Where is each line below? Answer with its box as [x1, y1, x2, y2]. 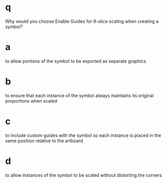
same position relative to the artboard [5, 138, 83, 144]
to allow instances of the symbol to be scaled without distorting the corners [5, 172, 162, 178]
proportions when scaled [5, 98, 58, 104]
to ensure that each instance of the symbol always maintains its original [5, 93, 154, 99]
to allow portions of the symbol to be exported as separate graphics [5, 58, 146, 64]
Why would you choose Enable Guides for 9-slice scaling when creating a [5, 18, 159, 24]
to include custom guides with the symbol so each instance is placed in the [5, 132, 161, 138]
